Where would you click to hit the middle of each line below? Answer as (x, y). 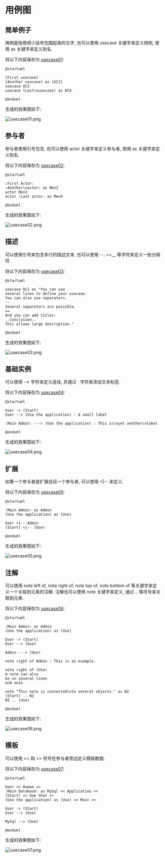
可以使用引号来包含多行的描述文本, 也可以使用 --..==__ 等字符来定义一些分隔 (83, 254)
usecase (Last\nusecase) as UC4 (38, 91)
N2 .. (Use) (17, 700)
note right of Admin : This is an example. (51, 661)
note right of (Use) (26, 670)
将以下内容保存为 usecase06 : (35, 609)
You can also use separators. (36, 298)
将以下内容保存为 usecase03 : (35, 271)
